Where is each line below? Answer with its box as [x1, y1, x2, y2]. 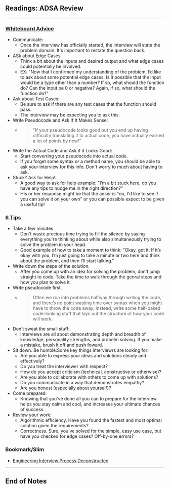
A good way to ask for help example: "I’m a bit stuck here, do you [20, 180, 156, 186]
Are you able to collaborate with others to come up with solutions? [20, 374, 158, 380]
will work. [32, 316, 53, 322]
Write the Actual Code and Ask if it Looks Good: [12, 148, 112, 154]
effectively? [20, 358, 45, 364]
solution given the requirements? [20, 423, 89, 429]
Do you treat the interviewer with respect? [20, 363, 108, 370]
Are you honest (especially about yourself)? [20, 385, 111, 391]
